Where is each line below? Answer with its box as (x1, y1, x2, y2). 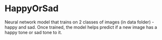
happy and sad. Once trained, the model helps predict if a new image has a (4, 24, 158, 30)
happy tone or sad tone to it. (4, 29, 62, 35)
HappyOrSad (4, 3, 59, 14)
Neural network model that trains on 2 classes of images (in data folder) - (4, 19, 154, 25)
